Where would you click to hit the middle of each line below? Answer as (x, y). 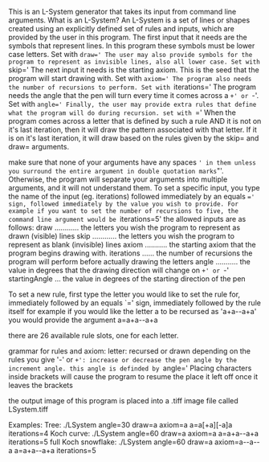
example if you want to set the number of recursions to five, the (124, 211)
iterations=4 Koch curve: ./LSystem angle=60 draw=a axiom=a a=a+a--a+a (134, 433)
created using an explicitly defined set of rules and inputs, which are (121, 29)
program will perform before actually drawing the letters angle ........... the (130, 262)
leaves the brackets (41, 385)
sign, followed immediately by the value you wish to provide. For (124, 204)
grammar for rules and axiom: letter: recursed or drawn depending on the (130, 351)
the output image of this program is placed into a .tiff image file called (123, 401)
